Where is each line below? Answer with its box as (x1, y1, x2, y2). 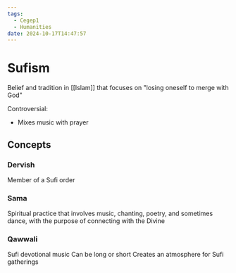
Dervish (7, 160, 35, 170)
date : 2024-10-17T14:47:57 (7, 30, 87, 37)
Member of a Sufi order (7, 175, 75, 184)
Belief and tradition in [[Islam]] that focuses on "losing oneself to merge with (7, 84, 229, 92)
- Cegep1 (13, 17, 39, 24)
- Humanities (13, 23, 52, 30)
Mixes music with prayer (17, 118, 89, 127)
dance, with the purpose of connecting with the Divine (7, 217, 166, 225)
